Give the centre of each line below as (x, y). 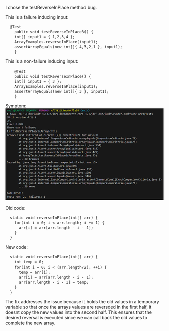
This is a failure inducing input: (37, 17)
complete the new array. (30, 323)
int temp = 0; (29, 262)
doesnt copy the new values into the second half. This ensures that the (79, 312)
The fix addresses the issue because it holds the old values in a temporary (82, 302)
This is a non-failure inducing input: (42, 61)
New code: (17, 247)
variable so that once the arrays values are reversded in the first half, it (78, 307)
